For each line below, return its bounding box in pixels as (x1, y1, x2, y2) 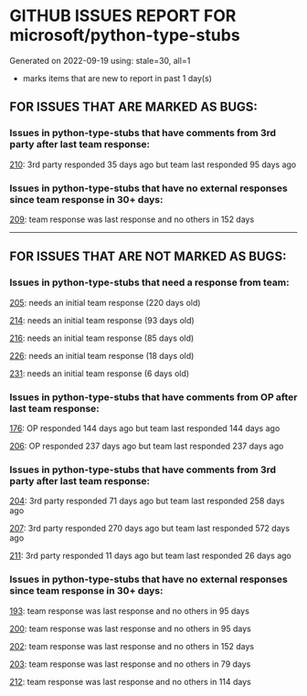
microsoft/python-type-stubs (9, 25, 240, 46)
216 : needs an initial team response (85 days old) (9, 332, 195, 343)
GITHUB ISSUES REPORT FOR (9, 5, 237, 26)
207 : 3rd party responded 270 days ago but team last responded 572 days (9, 522, 291, 534)
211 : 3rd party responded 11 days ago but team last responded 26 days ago (9, 550, 292, 562)
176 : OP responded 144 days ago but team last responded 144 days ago (9, 422, 281, 434)
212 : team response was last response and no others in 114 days (9, 676, 251, 687)
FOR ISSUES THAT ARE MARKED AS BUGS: (9, 100, 259, 115)
